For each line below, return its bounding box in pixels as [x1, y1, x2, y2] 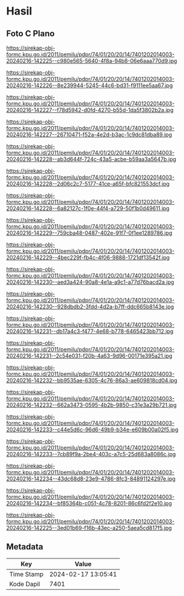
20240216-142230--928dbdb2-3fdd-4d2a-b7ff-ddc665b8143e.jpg [6, 303, 174, 310]
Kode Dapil [9, 580, 40, 588]
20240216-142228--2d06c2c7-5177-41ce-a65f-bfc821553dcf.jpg [6, 180, 170, 187]
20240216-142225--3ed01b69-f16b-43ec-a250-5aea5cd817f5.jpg [6, 525, 172, 531]
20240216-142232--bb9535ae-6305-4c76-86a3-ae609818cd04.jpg [6, 377, 178, 384]
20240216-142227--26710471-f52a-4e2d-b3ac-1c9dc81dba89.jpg [6, 131, 172, 138]
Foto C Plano [6, 28, 55, 39]
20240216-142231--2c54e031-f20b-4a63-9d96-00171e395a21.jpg [6, 352, 173, 359]
